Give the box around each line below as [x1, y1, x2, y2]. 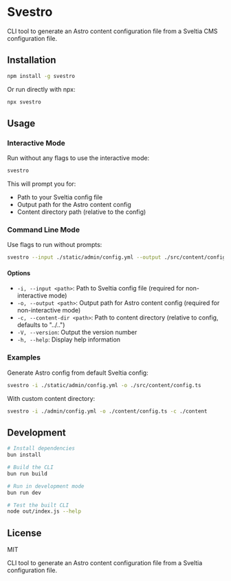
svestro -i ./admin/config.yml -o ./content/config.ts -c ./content [7, 408, 208, 415]
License [7, 527, 42, 539]
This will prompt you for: [7, 180, 76, 188]
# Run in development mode [7, 482, 85, 490]
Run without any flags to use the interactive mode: [7, 154, 150, 162]
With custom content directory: [7, 394, 96, 402]
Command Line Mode [7, 225, 80, 235]
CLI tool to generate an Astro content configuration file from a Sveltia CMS [7, 27, 218, 35]
